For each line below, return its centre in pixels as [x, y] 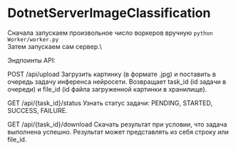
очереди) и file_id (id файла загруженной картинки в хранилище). [107, 89]
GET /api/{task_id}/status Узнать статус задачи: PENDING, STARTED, [110, 103]
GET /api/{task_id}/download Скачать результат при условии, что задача [117, 124]
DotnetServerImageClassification [109, 13]
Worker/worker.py [33, 39]
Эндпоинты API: [31, 60]
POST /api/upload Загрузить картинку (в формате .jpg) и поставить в [112, 74]
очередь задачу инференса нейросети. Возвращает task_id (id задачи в [117, 81]
